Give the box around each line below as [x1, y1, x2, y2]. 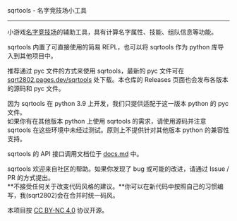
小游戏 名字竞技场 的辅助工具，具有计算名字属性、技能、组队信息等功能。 [7, 28, 217, 36]
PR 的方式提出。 [7, 174, 54, 181]
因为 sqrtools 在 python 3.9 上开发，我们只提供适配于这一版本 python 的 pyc [7, 100, 229, 107]
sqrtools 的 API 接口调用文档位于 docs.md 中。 [7, 150, 143, 157]
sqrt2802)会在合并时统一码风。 [28, 191, 119, 199]
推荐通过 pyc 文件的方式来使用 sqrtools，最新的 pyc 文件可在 [7, 66, 185, 75]
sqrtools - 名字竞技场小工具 [7, 6, 87, 14]
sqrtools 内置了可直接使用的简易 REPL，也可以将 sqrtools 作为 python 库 [7, 43, 218, 51]
